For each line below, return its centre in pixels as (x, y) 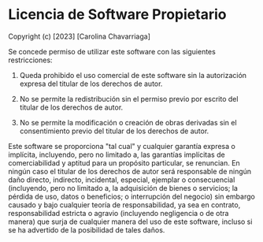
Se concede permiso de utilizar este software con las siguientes (112, 51)
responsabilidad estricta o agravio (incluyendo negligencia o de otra (119, 213)
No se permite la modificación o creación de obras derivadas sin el (128, 122)
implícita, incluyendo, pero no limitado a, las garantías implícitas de (117, 155)
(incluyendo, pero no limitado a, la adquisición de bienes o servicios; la (123, 188)
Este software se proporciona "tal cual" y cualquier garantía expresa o (122, 146)
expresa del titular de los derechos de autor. (91, 84)
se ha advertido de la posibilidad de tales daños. (87, 229)
